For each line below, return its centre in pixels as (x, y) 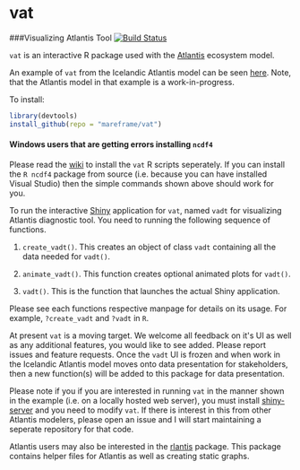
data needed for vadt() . (66, 256)
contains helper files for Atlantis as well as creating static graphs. (129, 456)
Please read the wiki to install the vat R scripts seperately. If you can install (147, 164)
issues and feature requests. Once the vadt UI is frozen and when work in (145, 354)
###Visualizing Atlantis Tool (60, 38)
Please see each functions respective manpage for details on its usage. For (148, 309)
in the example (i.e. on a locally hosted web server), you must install (134, 400)
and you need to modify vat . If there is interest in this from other (153, 410)
